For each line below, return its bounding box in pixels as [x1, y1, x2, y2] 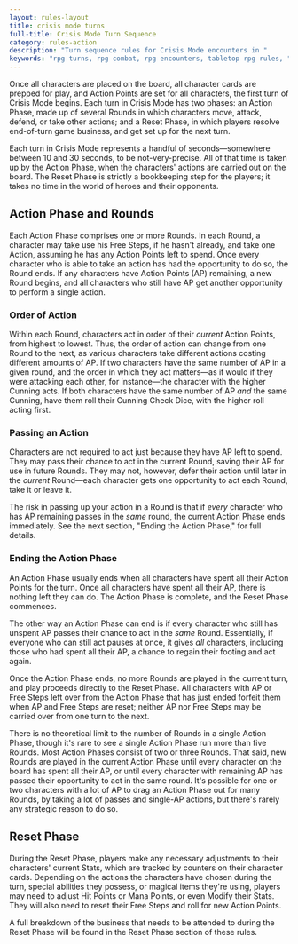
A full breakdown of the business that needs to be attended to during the [9, 916, 275, 928]
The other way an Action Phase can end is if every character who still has [9, 618, 278, 629]
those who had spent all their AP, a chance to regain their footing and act [9, 646, 276, 657]
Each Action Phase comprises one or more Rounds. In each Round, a [9, 230, 261, 241]
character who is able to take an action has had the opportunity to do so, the [9, 258, 289, 269]
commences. [9, 600, 57, 611]
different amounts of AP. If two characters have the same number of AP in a [9, 357, 286, 369]
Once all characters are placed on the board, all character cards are [9, 79, 257, 89]
